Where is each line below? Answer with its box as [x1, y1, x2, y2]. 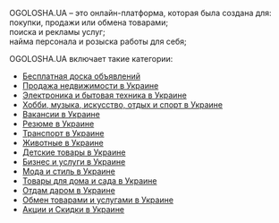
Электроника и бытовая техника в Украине [21, 90, 188, 100]
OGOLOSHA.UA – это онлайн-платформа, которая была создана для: [9, 8, 272, 18]
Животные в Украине [21, 138, 105, 148]
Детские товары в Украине [21, 147, 126, 158]
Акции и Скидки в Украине [21, 204, 125, 214]
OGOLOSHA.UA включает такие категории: [9, 54, 173, 64]
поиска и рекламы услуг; [9, 27, 106, 37]
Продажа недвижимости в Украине [21, 81, 159, 90]
